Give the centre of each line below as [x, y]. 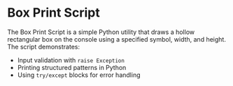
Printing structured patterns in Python [72, 67]
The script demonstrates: [44, 46]
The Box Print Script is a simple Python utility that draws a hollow [101, 32]
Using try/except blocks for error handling [79, 75]
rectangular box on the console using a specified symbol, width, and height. [116, 39]
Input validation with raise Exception [71, 60]
